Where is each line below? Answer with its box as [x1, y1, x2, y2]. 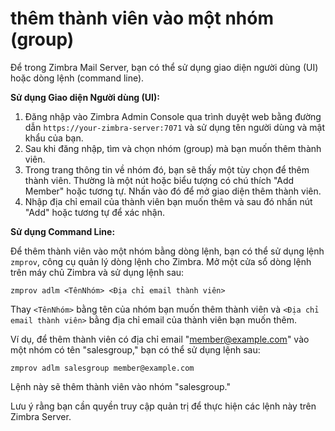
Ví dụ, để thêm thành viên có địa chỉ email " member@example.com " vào [10, 333, 310, 345]
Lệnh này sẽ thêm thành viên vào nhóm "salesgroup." [10, 380, 231, 392]
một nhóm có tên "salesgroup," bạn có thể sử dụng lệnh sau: [10, 343, 261, 356]
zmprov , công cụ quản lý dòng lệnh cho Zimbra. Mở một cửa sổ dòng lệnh [10, 255, 312, 267]
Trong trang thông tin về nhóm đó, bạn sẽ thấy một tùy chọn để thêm [24, 163, 310, 176]
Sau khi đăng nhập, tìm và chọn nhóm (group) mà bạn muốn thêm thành [24, 142, 322, 154]
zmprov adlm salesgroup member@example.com [10, 363, 195, 373]
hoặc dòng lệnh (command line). [10, 72, 145, 84]
